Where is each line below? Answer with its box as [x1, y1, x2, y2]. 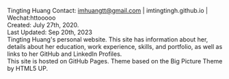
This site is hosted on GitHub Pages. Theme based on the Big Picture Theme [7, 57, 223, 65]
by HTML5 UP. [7, 65, 49, 72]
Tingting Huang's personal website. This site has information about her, [7, 35, 208, 44]
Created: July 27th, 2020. [7, 21, 79, 29]
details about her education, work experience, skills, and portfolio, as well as [7, 43, 223, 50]
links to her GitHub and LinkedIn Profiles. [7, 50, 122, 58]
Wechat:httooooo [7, 14, 56, 22]
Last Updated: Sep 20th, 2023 [7, 28, 92, 36]
